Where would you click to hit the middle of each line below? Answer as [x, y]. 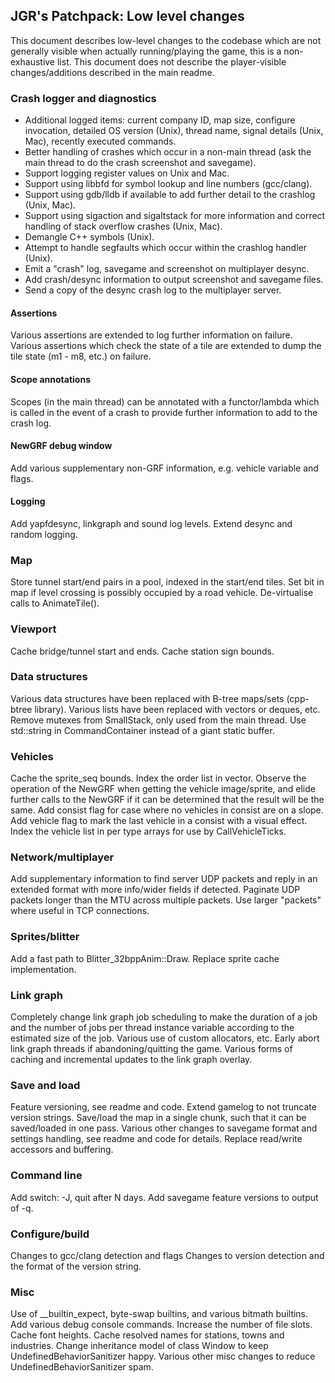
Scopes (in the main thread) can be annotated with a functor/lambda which [165, 401]
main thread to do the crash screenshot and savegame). [140, 163]
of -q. [22, 1208]
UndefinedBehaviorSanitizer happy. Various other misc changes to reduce [163, 1356]
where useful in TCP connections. [80, 911]
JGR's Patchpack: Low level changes [127, 16]
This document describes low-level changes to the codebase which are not [166, 40]
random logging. [44, 534]
